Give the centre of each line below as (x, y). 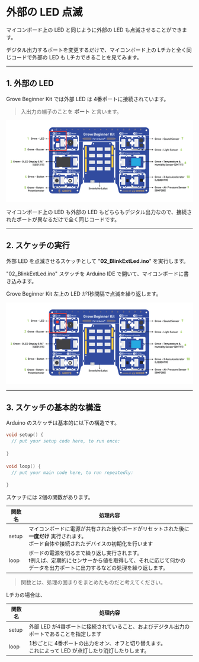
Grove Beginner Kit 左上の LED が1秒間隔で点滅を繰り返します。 (84, 294)
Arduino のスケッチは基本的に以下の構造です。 (63, 423)
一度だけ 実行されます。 (58, 536)
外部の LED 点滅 (44, 12)
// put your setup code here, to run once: (66, 441)
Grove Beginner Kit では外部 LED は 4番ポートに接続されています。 (88, 99)
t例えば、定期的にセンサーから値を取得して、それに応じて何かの (107, 560)
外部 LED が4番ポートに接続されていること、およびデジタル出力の (109, 626)
